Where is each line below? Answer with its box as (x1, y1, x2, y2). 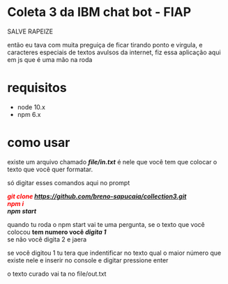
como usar (7, 135, 70, 150)
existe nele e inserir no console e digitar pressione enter (7, 255, 169, 265)
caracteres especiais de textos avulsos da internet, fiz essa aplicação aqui (7, 48, 221, 56)
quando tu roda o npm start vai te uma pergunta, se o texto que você (7, 220, 205, 228)
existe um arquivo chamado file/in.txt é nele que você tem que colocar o (7, 157, 218, 166)
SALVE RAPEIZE (7, 27, 54, 35)
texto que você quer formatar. (7, 165, 93, 173)
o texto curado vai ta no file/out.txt (7, 269, 107, 278)
